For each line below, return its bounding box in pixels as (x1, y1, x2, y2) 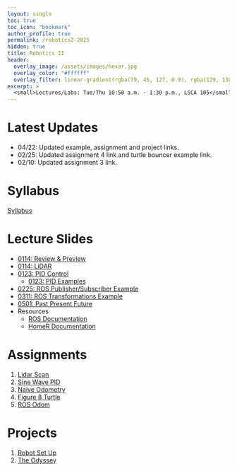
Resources (17, 307, 49, 315)
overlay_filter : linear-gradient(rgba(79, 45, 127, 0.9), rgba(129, (13, 76, 219, 83)
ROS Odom (17, 400, 51, 409)
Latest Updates (7, 120, 99, 136)
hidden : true (7, 43, 46, 50)
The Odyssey (17, 455, 56, 464)
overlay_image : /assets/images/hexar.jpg (13, 63, 138, 70)
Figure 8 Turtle (17, 392, 61, 401)
